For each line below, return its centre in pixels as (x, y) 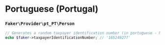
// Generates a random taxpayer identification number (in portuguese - (81, 33)
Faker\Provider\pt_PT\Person (40, 24)
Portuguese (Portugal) (52, 9)
